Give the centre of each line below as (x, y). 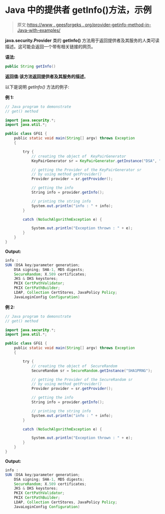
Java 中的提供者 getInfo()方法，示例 (78, 10)
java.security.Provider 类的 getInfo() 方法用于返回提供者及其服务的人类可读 (82, 40)
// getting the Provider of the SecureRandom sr (82, 379)
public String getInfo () (30, 66)
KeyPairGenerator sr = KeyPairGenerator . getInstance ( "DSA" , (94, 161)
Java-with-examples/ (39, 30)
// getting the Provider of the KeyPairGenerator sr (86, 170)
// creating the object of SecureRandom (74, 366)
